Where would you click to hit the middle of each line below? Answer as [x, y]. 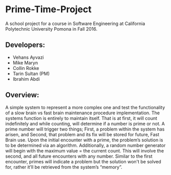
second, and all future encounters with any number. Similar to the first [79, 156]
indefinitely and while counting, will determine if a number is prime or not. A [85, 123]
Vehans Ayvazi [28, 57]
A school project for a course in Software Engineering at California [75, 23]
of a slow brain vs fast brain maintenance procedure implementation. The [83, 113]
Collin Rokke [26, 68]
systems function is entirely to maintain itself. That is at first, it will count [81, 118]
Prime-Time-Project [49, 9]
